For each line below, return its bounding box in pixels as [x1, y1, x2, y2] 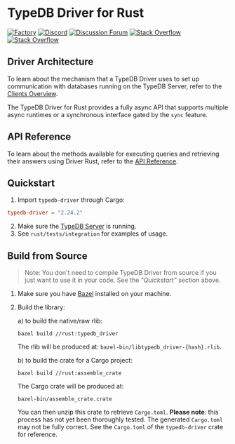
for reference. [17, 430, 58, 439]
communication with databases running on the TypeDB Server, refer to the [7, 82, 222, 90]
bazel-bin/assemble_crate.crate [17, 396, 112, 403]
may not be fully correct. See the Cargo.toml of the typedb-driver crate [17, 423, 224, 431]
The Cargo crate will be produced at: [17, 382, 124, 391]
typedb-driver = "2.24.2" [7, 209, 83, 217]
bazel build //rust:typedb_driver [17, 330, 119, 337]
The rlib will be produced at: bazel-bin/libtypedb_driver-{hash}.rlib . [17, 342, 222, 351]
